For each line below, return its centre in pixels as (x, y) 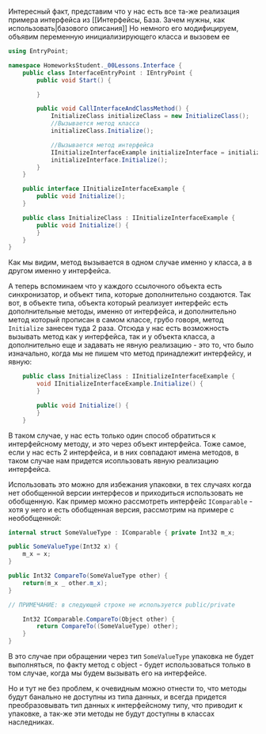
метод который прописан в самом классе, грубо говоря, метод (116, 320)
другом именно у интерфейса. (60, 271)
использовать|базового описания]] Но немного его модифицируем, (123, 28)
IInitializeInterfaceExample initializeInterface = (137, 152)
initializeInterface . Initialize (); (109, 160)
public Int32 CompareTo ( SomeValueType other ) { (88, 576)
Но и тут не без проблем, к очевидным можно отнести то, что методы (127, 688)
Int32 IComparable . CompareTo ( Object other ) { (99, 619)
